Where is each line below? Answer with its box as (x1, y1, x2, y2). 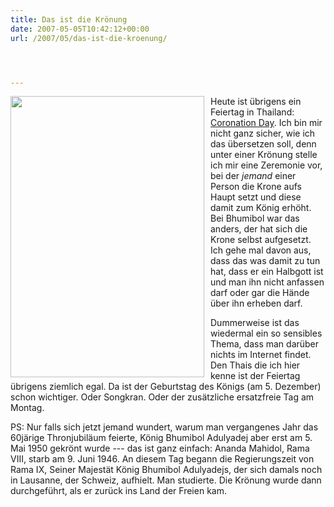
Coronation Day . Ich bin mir (210, 117, 323, 129)
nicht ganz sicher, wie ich (210, 127, 316, 140)
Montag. (10, 402, 45, 414)
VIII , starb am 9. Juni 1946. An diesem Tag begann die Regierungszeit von (10, 453, 315, 465)
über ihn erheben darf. (210, 297, 303, 310)
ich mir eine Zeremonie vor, (210, 159, 323, 171)
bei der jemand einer (210, 170, 297, 182)
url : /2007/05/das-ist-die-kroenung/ (10, 33, 168, 43)
